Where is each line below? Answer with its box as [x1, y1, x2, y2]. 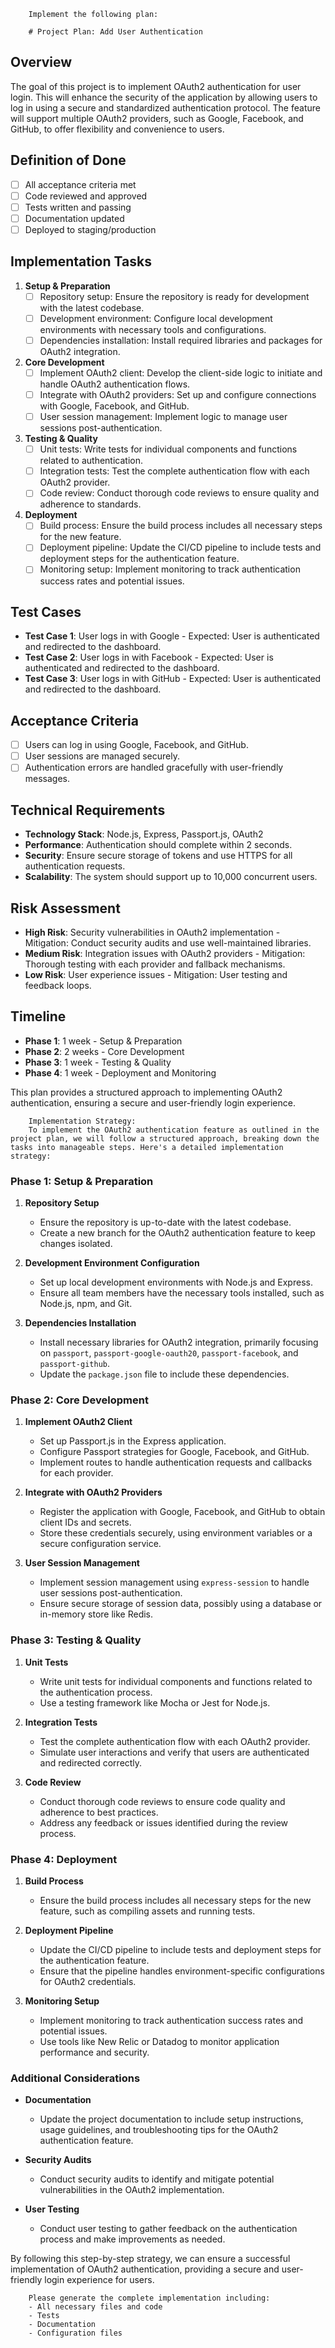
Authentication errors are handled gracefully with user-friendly [24, 761, 284, 774]
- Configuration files [28, 2328, 123, 2339]
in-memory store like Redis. [39, 1608, 154, 1620]
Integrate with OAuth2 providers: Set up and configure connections [39, 389, 317, 400]
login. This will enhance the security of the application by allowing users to [10, 91, 318, 103]
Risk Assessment [10, 900, 121, 917]
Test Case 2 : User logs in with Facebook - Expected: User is [24, 651, 274, 664]
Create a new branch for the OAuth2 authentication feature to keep [39, 1227, 316, 1239]
